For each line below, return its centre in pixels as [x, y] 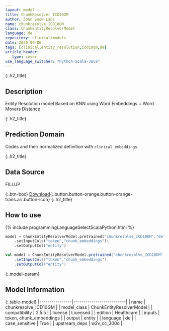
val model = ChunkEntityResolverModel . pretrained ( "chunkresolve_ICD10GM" [84, 255]
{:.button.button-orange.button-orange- [91, 194]
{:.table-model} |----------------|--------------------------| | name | [75, 302]
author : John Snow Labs [30, 19]
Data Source [25, 172]
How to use [23, 215]
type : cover [24, 57]
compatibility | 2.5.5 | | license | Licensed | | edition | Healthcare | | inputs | [82, 312]
